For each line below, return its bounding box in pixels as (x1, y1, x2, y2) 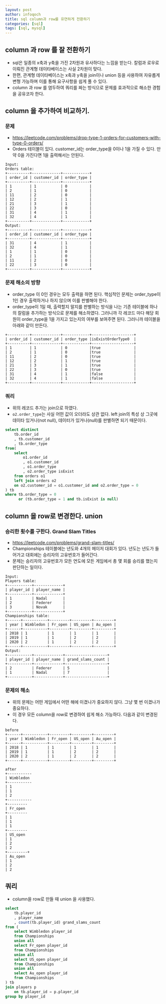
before (5, 728, 19, 733)
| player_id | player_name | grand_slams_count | (5, 657, 110, 662)
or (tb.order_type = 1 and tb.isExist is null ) (18, 497, 119, 502)
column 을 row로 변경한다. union (5, 511, 103, 520)
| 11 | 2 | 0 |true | (5, 354, 136, 359)
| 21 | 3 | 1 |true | (5, 363, 136, 368)
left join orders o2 (14, 478, 56, 483)
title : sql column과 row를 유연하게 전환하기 (5, 16, 91, 21)
